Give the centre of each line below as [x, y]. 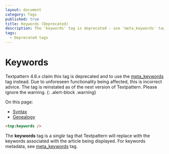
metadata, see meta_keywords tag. [41, 146]
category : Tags [21, 14]
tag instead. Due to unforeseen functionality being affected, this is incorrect [84, 81]
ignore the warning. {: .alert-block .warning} [51, 92]
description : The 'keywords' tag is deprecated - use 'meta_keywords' [81, 28]
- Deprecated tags [29, 38]
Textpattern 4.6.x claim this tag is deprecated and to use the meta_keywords [84, 76]
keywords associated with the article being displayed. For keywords [75, 141]
